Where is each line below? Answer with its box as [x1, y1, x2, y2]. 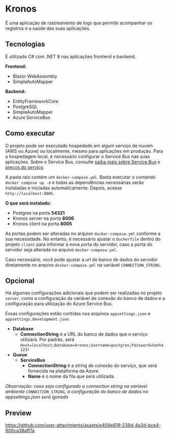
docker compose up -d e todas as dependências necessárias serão [5, 179, 144, 185]
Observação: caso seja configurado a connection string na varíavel [5, 383, 147, 389]
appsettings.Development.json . [5, 316, 71, 322]
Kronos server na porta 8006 [12, 215, 75, 221]
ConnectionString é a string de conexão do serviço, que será [27, 362, 157, 368]
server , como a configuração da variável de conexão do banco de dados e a [5, 295, 165, 301]
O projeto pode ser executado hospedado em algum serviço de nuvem [5, 143, 153, 149]
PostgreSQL [12, 104, 38, 110]
